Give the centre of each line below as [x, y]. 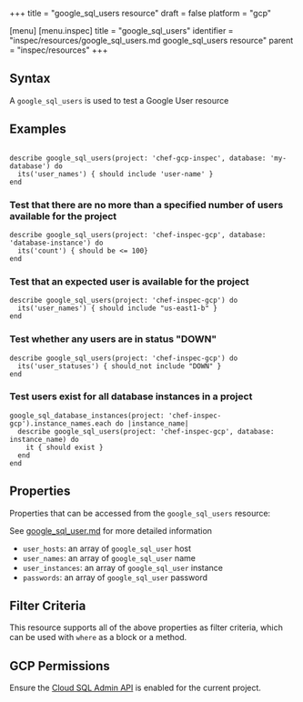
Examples [38, 130]
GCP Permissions [60, 666]
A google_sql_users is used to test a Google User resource [119, 100]
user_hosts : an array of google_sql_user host [107, 548]
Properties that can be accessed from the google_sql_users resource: [140, 513]
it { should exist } [65, 447]
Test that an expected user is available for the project [130, 281]
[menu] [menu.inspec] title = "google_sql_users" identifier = [121, 30]
